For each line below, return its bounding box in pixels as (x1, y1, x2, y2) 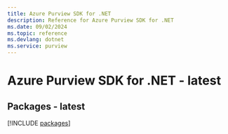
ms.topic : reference (7, 29, 68, 37)
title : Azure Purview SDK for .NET (7, 10, 112, 17)
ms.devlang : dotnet (7, 36, 65, 43)
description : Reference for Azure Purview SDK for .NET (7, 17, 174, 24)
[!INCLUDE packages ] (7, 119, 71, 127)
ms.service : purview (7, 43, 68, 50)
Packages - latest (7, 100, 86, 112)
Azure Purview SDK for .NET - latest (7, 73, 222, 89)
